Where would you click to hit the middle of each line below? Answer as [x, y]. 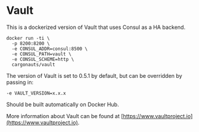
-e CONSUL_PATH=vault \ [41, 54]
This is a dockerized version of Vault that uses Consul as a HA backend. [96, 27]
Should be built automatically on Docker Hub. [63, 104]
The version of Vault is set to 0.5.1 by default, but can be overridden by [94, 75]
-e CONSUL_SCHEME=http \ [43, 59]
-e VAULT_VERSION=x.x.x [36, 93]
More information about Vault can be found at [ [65, 116]
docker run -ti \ [28, 38]
